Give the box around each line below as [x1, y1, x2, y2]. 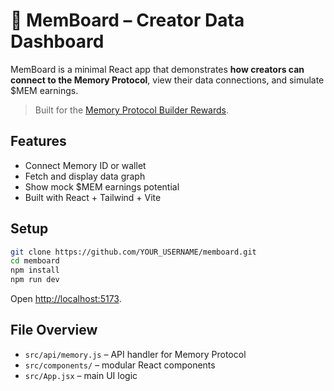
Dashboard [10, 30, 105, 53]
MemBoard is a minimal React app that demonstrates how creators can [10, 63, 305, 75]
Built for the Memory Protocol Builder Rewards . [34, 104, 230, 116]
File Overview [10, 322, 98, 339]
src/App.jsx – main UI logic [24, 369, 138, 381]
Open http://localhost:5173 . [10, 293, 122, 305]
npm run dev [10, 275, 60, 285]
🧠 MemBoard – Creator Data [10, 9, 245, 32]
